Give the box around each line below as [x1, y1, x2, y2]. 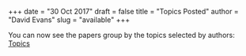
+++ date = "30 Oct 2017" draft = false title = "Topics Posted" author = [8, 7, 239, 16]
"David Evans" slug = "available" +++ [8, 15, 131, 24]
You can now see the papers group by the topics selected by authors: [8, 31, 235, 39]
